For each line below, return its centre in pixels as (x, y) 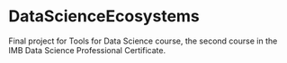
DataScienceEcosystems (104, 16)
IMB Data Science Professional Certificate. (87, 50)
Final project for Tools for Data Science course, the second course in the (143, 41)
